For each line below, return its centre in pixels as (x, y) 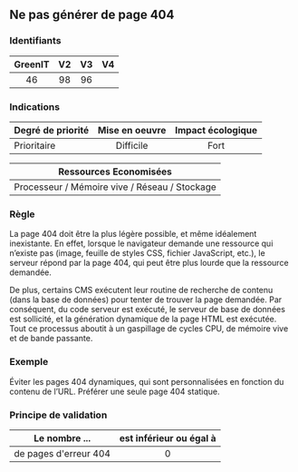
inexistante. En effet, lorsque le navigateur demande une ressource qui (141, 243)
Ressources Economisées (115, 172)
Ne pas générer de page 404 (92, 15)
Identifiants (35, 41)
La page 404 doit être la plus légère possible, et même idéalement (133, 234)
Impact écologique (216, 130)
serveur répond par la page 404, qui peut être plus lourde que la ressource (149, 263)
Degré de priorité (52, 130)
